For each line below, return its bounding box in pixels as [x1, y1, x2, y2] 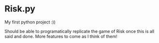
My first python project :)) [4, 19, 56, 25]
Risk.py [4, 3, 36, 14]
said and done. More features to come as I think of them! [4, 33, 118, 39]
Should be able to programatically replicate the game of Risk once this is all [4, 28, 155, 34]
